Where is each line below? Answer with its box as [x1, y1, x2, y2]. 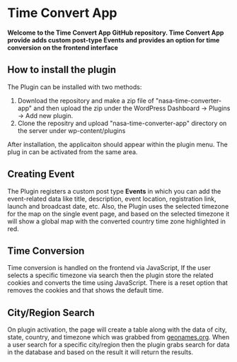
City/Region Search [7, 306, 96, 319]
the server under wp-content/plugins [17, 126, 126, 135]
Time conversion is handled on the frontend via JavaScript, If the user [7, 264, 211, 272]
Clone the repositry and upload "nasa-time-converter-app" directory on [17, 119, 227, 127]
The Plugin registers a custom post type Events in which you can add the [7, 187, 221, 195]
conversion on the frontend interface [7, 43, 119, 52]
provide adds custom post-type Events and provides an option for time [7, 35, 220, 44]
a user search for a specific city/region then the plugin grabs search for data [7, 341, 230, 349]
